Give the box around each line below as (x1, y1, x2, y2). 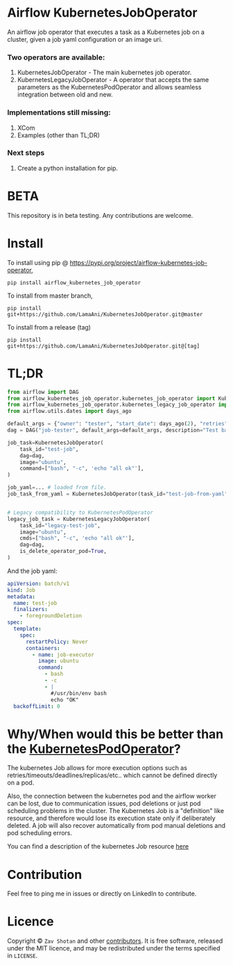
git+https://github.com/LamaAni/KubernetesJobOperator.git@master (7, 311, 203, 318)
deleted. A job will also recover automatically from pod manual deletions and (7, 821, 225, 830)
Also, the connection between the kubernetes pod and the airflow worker (7, 792, 217, 801)
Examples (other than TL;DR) (17, 130, 101, 139)
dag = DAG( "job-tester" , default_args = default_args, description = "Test (7, 427, 218, 434)
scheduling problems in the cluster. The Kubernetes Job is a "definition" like (7, 807, 224, 815)
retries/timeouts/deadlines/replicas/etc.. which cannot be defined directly (7, 771, 218, 780)
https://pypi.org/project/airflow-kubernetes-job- (69, 258, 208, 266)
